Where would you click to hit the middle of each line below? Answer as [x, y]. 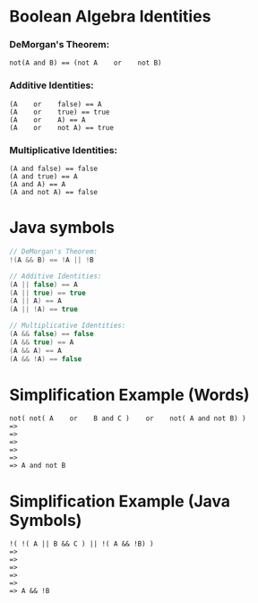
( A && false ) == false [52, 334]
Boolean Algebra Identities [110, 17]
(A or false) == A [56, 104]
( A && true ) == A [42, 342]
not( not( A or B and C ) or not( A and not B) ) [128, 418]
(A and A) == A [38, 185]
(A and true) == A [43, 177]
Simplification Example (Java [120, 501]
